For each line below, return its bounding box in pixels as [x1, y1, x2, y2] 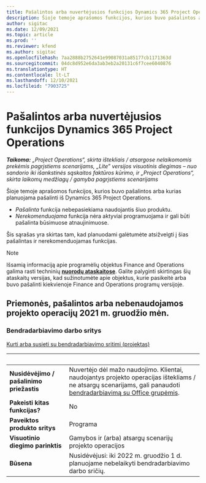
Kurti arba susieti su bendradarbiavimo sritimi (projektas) [6, 340, 150, 347]
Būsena [9, 458, 32, 467]
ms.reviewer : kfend [6, 44, 56, 50]
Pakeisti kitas [9, 398, 50, 407]
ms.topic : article [6, 32, 53, 38]
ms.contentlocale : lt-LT [6, 72, 70, 78]
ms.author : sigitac [6, 49, 56, 55]
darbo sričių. [69, 466, 105, 475]
